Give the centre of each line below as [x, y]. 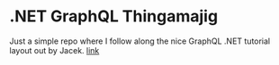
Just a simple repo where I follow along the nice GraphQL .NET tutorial [140, 41]
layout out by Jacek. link [54, 50]
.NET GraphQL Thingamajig [114, 16]
